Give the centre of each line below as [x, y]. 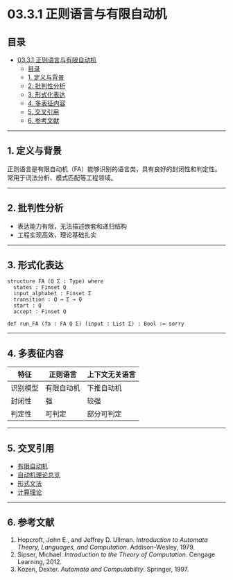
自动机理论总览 [38, 475]
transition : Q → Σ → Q [48, 300]
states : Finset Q [40, 288]
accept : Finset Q [40, 312]
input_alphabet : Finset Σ [52, 294]
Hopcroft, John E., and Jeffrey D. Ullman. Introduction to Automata [112, 539]
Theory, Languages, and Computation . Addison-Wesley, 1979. [106, 547]
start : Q [27, 306]
